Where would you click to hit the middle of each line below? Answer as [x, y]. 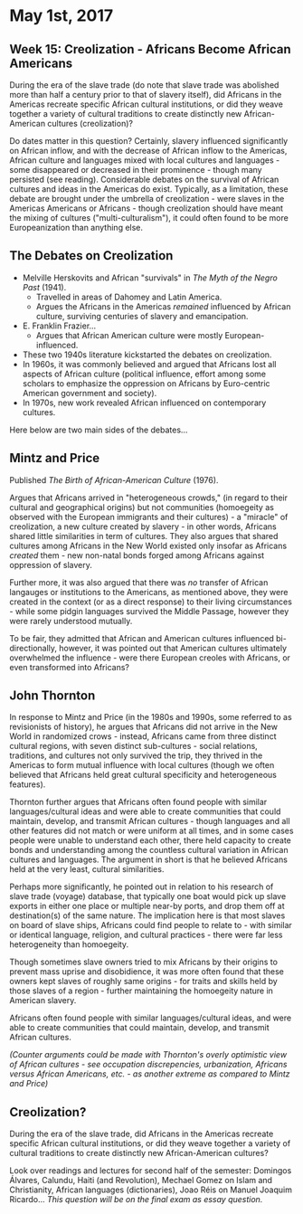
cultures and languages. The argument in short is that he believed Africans [148, 859]
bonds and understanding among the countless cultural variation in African [149, 850]
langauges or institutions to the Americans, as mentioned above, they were [149, 592]
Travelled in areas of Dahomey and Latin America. [129, 297]
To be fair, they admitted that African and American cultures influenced [142, 638]
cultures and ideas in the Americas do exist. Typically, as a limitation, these [149, 189]
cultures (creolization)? [90, 123]
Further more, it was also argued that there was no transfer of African [139, 582]
